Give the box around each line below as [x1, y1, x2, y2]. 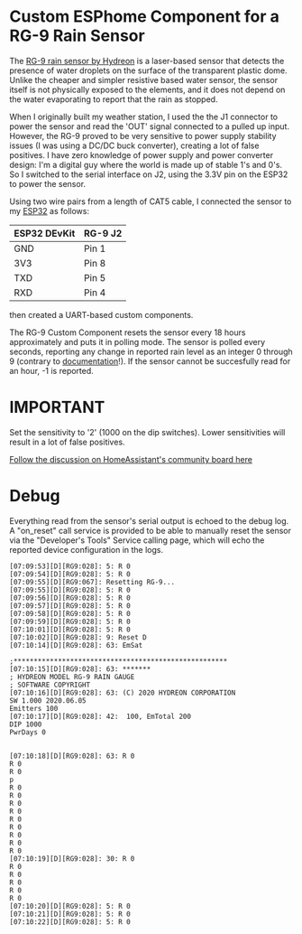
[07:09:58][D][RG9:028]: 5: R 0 [9, 609, 131, 618]
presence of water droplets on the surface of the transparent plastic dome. [9, 65, 288, 76]
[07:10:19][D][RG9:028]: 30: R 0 [9, 854, 135, 864]
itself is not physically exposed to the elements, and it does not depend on [9, 84, 286, 95]
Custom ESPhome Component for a [9, 6, 279, 27]
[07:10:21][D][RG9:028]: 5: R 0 [9, 910, 131, 919]
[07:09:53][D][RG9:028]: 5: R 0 [9, 562, 131, 571]
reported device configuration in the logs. [9, 544, 164, 555]
